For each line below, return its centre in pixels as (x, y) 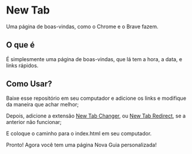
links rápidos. (22, 65)
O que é (21, 45)
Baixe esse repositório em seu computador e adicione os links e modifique (96, 98)
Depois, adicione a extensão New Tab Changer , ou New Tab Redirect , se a (96, 116)
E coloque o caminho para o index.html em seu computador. (79, 133)
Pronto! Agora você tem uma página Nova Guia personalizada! (81, 145)
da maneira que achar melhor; (43, 104)
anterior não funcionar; (34, 122)
